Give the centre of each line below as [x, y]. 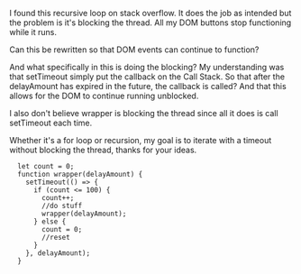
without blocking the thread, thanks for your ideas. [103, 150]
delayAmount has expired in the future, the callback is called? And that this [148, 86]
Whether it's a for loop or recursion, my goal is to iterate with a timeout [141, 140]
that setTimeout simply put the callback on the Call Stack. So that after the [147, 77]
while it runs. [33, 32]
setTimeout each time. [51, 123]
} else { [50, 222]
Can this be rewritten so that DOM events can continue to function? [134, 50]
